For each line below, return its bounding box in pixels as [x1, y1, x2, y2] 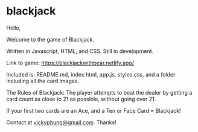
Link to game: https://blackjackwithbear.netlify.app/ [6, 59, 134, 66]
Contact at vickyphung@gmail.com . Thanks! [6, 119, 117, 126]
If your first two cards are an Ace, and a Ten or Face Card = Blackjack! [6, 107, 181, 114]
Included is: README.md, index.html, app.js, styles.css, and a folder [6, 71, 176, 78]
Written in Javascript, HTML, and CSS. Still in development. [6, 47, 154, 55]
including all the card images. [6, 77, 80, 84]
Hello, [6, 24, 21, 31]
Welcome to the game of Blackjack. [6, 36, 95, 43]
